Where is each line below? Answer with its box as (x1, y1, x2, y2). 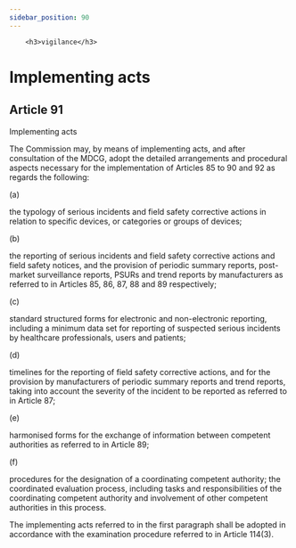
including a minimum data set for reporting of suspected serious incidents (9, 323, 281, 333)
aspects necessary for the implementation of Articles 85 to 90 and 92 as (9, 162, 275, 173)
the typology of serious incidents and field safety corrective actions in (9, 206, 267, 217)
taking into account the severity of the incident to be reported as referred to (9, 385, 288, 397)
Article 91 (9, 102, 64, 118)
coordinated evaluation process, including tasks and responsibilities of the (9, 483, 283, 494)
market (9, 269, 36, 280)
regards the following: (9, 171, 90, 183)
